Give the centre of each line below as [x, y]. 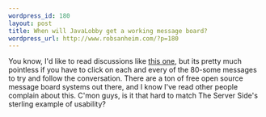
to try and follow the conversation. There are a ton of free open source [126, 78]
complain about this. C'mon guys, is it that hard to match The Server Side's [133, 96]
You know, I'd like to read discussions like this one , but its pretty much [125, 61]
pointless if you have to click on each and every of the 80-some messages [133, 70]
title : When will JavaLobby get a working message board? [108, 31]
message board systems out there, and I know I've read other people [123, 87]
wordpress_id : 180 [39, 16]
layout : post [30, 23]
